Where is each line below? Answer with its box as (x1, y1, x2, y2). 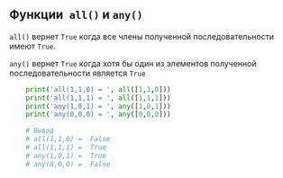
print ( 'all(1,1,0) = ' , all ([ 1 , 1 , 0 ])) (25, 85, 171, 93)
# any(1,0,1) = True (25, 151, 106, 160)
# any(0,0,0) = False (25, 159, 111, 169)
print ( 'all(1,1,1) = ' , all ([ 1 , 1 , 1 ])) (25, 93, 171, 102)
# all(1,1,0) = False (25, 135, 111, 144)
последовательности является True (9, 67, 146, 78)
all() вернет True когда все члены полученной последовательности (9, 31, 275, 41)
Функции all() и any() (9, 7, 143, 22)
